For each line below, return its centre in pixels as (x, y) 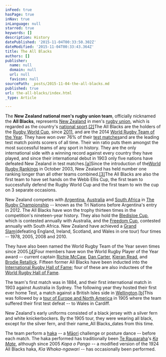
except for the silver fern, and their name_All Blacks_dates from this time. (80, 324)
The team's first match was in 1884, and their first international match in (79, 282)
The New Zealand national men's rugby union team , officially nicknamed (81, 116)
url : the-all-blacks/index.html (38, 93)
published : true (22, 88)
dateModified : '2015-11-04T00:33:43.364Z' (50, 47)
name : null (21, 65)
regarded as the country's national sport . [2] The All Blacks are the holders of (83, 127)
